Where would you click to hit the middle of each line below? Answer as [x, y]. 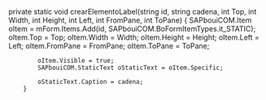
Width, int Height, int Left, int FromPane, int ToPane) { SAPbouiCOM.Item [130, 20]
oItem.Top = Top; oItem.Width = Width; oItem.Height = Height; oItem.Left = [134, 37]
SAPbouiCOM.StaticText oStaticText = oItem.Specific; [131, 68]
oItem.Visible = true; [76, 60]
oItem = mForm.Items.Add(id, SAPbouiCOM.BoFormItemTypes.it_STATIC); [132, 29]
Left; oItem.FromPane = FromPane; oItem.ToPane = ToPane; [109, 46]
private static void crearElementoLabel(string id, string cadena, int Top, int [133, 12]
